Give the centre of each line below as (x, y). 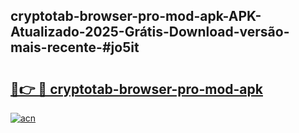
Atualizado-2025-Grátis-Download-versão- (150, 32)
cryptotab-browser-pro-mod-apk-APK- (136, 16)
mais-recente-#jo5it (75, 47)
